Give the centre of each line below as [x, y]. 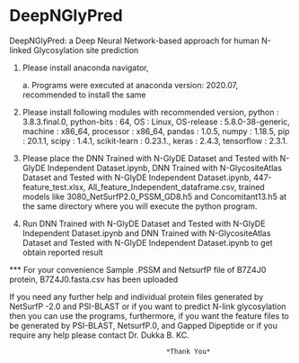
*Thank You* [188, 351]
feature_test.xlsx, [54, 186]
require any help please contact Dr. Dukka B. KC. [100, 335]
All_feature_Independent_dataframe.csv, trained [176, 186]
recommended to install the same [84, 95]
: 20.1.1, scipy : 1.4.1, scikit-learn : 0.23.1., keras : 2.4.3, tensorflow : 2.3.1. [155, 141]
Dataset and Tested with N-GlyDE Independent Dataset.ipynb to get [147, 242]
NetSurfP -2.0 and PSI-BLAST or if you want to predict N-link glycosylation [148, 306]
